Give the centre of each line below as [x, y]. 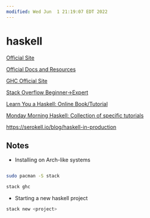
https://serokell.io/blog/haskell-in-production [61, 127]
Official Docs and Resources [41, 69]
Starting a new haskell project [51, 198]
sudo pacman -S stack [33, 176]
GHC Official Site [27, 80]
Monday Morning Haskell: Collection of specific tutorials [75, 115]
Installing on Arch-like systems [52, 160]
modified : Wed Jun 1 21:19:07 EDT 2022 [57, 12]
